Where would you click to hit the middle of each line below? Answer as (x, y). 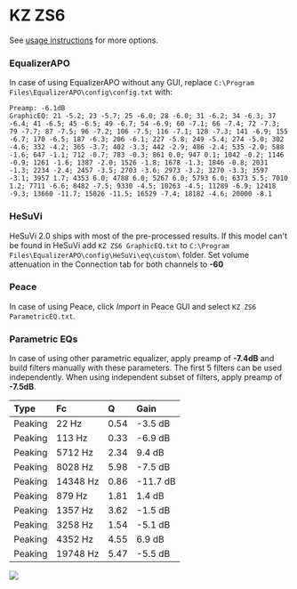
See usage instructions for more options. (84, 40)
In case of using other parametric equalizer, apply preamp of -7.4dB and (142, 359)
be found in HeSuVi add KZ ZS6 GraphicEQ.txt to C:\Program (119, 245)
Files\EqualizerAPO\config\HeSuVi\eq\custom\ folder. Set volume (129, 254)
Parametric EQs (44, 339)
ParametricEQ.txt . (42, 316)
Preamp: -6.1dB (37, 109)
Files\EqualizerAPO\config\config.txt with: (91, 92)
